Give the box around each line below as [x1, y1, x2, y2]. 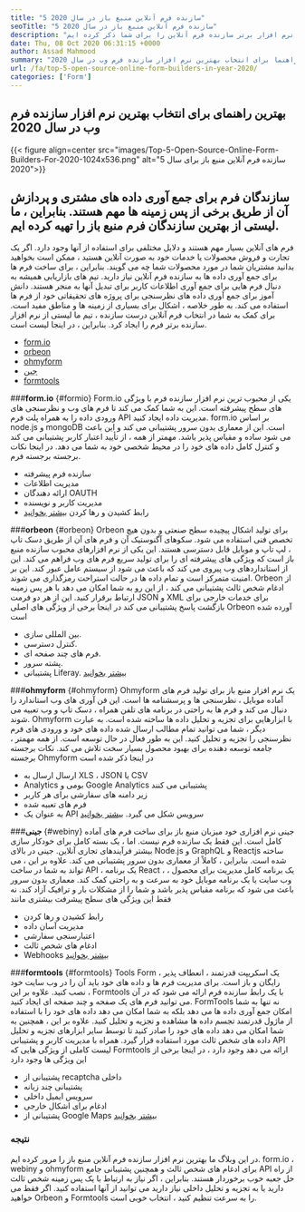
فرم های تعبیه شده [23, 799, 87, 810]
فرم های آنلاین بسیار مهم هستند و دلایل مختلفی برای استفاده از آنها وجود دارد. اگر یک [10, 242, 294, 253]
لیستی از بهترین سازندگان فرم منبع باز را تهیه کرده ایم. [10, 218, 280, 233]
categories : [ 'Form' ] [10, 73, 92, 82]
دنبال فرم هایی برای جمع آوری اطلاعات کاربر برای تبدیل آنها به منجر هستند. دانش [10, 280, 281, 291]
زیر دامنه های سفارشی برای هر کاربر [23, 789, 148, 800]
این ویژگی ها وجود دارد [10, 1054, 87, 1065]
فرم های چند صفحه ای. [23, 648, 101, 659]
